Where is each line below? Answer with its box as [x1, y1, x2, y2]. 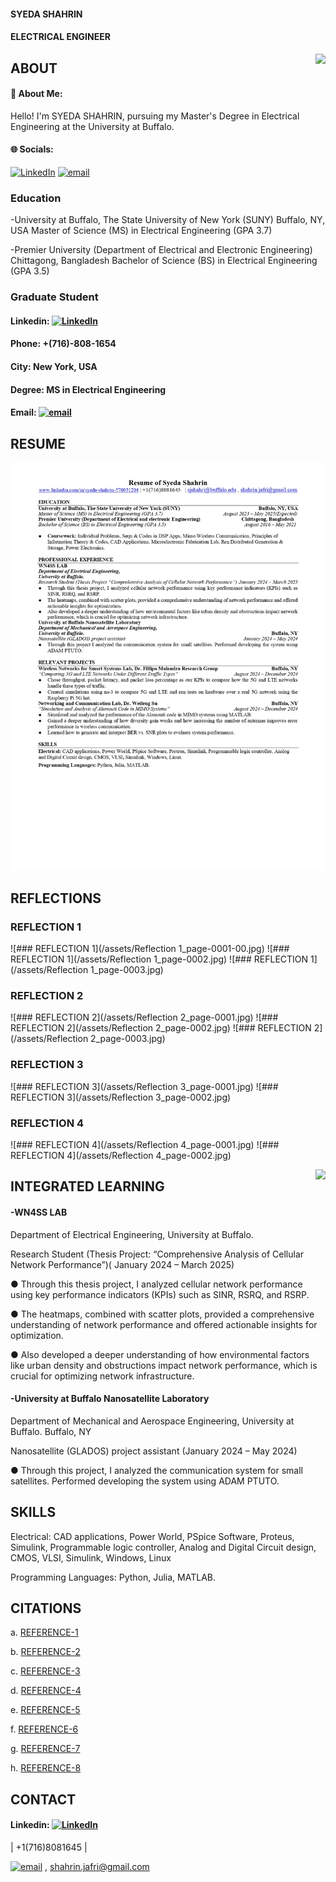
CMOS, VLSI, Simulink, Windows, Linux [10, 1551, 172, 1564]
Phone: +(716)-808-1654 [10, 338, 117, 350]
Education [10, 191, 62, 205]
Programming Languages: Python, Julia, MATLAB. [10, 1571, 217, 1583]
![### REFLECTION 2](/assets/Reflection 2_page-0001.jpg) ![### [10, 1011, 279, 1024]
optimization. [10, 1329, 64, 1341]
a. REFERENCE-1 [10, 1626, 79, 1639]
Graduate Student [10, 290, 99, 304]
